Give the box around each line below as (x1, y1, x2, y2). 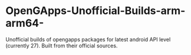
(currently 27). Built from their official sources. (5, 42, 118, 49)
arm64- (5, 16, 44, 30)
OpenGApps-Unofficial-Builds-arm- (5, 4, 186, 18)
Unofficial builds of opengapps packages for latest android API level (5, 36, 171, 43)
